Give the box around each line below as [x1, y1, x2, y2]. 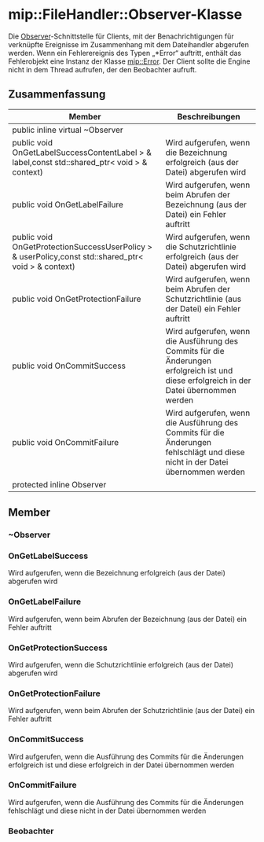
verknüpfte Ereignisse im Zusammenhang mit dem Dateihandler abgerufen [8, 39, 249, 49]
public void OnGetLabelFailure [12, 199, 124, 210]
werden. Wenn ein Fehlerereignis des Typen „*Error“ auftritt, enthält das [8, 48, 242, 57]
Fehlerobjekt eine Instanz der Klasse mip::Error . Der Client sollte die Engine [8, 57, 251, 66]
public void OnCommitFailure [12, 436, 119, 447]
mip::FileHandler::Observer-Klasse [8, 6, 243, 24]
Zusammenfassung [8, 88, 106, 101]
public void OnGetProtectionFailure [12, 293, 141, 304]
